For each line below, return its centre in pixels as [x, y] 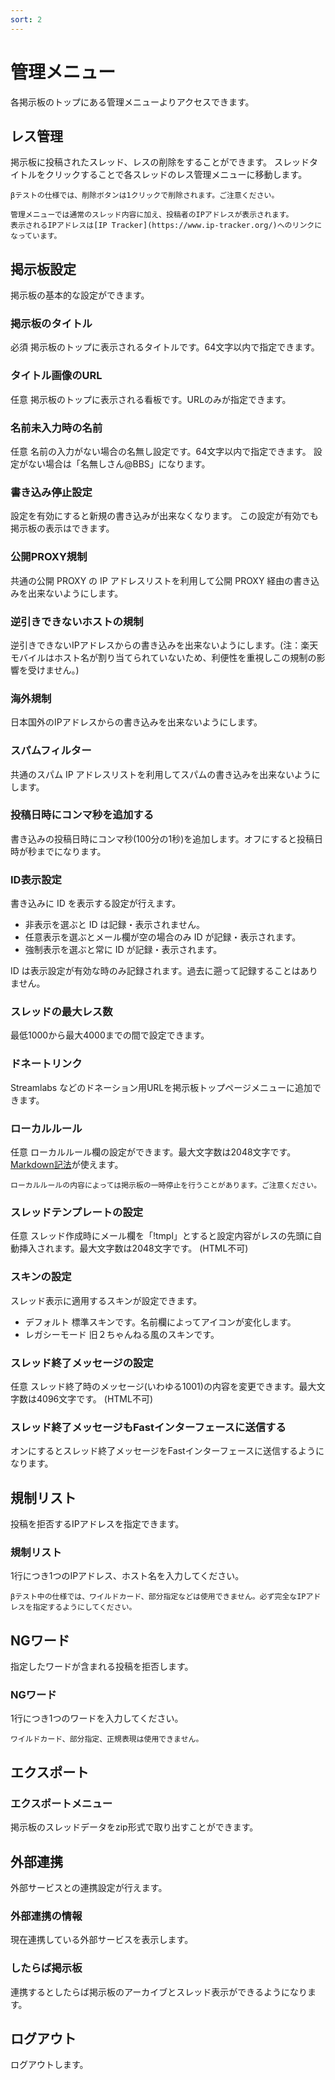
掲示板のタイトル [51, 324]
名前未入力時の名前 [56, 428]
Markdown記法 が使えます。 [67, 1165]
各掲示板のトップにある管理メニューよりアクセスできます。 [132, 102]
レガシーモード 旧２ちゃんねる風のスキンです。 [122, 1334]
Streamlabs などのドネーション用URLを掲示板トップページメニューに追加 [161, 1087]
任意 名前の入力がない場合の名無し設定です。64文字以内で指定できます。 [161, 452]
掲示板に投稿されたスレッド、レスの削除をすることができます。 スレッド [160, 162]
